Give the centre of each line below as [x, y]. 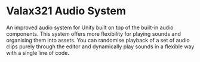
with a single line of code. [38, 52]
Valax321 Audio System [66, 11]
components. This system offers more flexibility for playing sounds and [93, 33]
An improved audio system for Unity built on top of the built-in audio [90, 27]
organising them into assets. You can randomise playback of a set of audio [98, 40]
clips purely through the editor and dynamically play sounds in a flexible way [100, 46]
